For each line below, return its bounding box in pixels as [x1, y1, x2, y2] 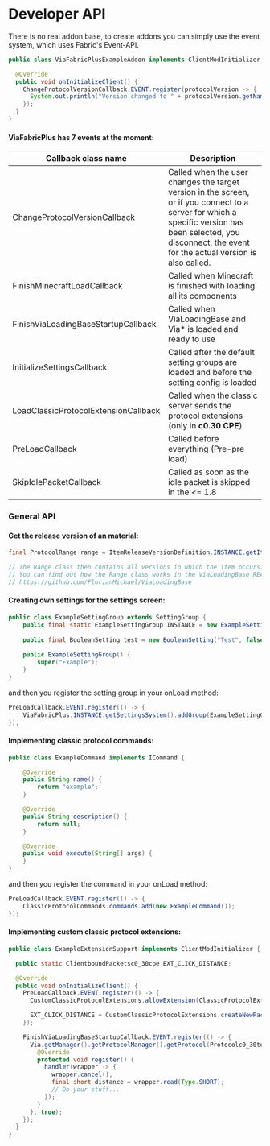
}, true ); [29, 1108, 63, 1116]
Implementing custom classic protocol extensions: [8, 927, 182, 937]
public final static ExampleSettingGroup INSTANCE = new [22, 621, 218, 629]
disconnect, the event [168, 237, 251, 248]
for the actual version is [168, 247, 257, 259]
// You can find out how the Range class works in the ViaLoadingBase [8, 571, 250, 579]
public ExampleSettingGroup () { [22, 651, 131, 659]
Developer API [8, 5, 106, 23]
